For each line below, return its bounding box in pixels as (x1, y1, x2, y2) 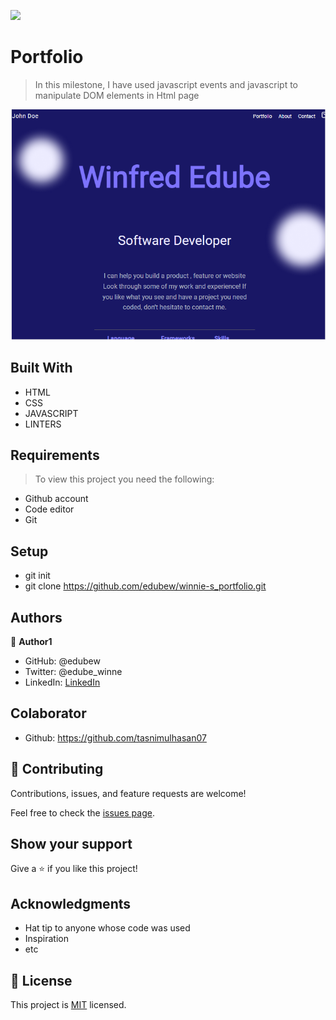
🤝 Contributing (10, 761, 104, 778)
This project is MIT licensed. (10, 999, 127, 1011)
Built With (10, 360, 73, 377)
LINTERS (24, 418, 62, 430)
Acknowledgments (10, 895, 132, 912)
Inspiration (24, 933, 69, 945)
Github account (24, 493, 89, 505)
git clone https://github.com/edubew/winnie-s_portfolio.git (24, 580, 267, 592)
